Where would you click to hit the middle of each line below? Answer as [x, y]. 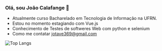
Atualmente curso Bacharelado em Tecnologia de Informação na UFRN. [85, 18]
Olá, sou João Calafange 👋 [37, 8]
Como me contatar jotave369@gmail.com [54, 34]
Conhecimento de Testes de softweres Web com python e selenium [81, 29]
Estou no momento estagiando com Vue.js [55, 23]
